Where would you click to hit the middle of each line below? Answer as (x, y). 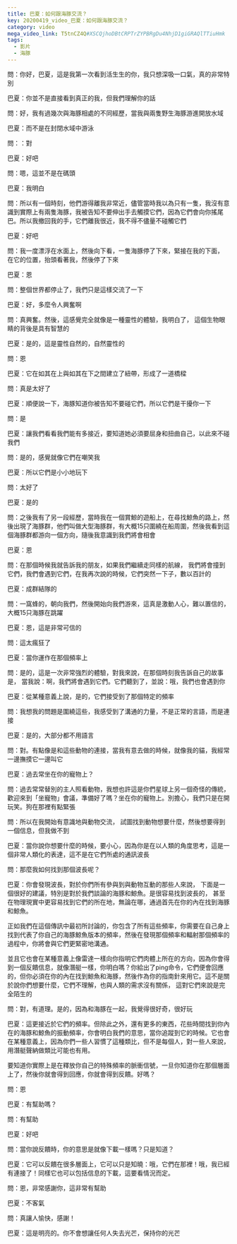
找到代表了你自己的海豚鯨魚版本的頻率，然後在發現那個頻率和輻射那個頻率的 (119, 934)
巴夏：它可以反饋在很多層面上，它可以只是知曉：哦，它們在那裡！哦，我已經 (119, 1164)
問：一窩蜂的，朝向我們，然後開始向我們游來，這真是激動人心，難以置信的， (119, 604)
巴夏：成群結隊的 (32, 588)
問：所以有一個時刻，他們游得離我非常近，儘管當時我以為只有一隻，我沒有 (115, 203)
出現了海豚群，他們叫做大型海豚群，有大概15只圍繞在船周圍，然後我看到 (118, 526)
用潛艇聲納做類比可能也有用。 (50, 1050)
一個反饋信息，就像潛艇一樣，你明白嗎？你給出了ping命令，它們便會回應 (119, 967)
